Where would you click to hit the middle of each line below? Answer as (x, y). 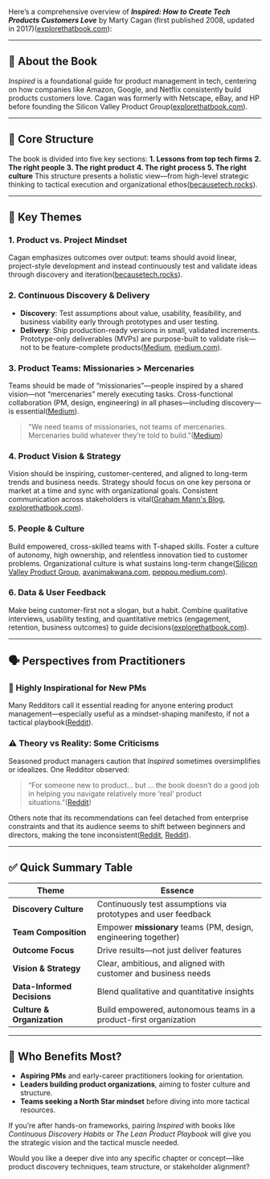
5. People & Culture (47, 528)
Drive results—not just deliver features (170, 950)
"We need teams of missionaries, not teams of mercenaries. (127, 426)
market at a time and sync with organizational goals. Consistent (113, 491)
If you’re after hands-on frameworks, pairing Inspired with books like (122, 1126)
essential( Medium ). (47, 411)
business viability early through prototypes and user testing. (119, 322)
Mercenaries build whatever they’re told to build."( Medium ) (125, 435)
